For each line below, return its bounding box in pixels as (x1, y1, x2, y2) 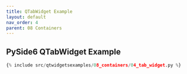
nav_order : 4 (6, 19, 38, 25)
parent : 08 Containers (6, 25, 62, 31)
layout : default (6, 14, 46, 20)
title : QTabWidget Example (6, 8, 73, 15)
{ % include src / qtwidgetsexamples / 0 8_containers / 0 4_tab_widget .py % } (6, 62, 182, 68)
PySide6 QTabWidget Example (6, 46, 121, 56)
